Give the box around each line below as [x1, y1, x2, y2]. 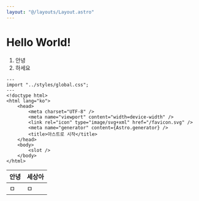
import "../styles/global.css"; [6, 82, 89, 88]
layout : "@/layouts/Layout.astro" [6, 9, 95, 15]
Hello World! [6, 35, 71, 49]
